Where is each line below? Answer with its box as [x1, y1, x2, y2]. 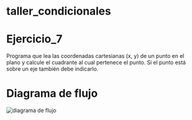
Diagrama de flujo [6, 86, 98, 101]
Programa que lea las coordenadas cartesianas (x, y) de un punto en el [6, 52, 185, 60]
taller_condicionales [6, 4, 112, 18]
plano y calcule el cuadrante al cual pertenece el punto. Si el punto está [6, 59, 186, 66]
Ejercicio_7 [6, 32, 63, 46]
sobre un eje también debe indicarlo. [6, 65, 99, 72]
